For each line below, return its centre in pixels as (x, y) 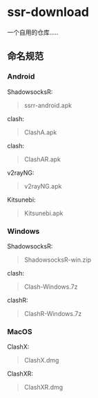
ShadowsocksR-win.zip (58, 260)
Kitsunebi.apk (43, 213)
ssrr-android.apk (48, 105)
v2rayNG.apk (43, 186)
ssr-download (48, 12)
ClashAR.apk (42, 159)
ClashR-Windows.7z (53, 313)
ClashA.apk (40, 132)
